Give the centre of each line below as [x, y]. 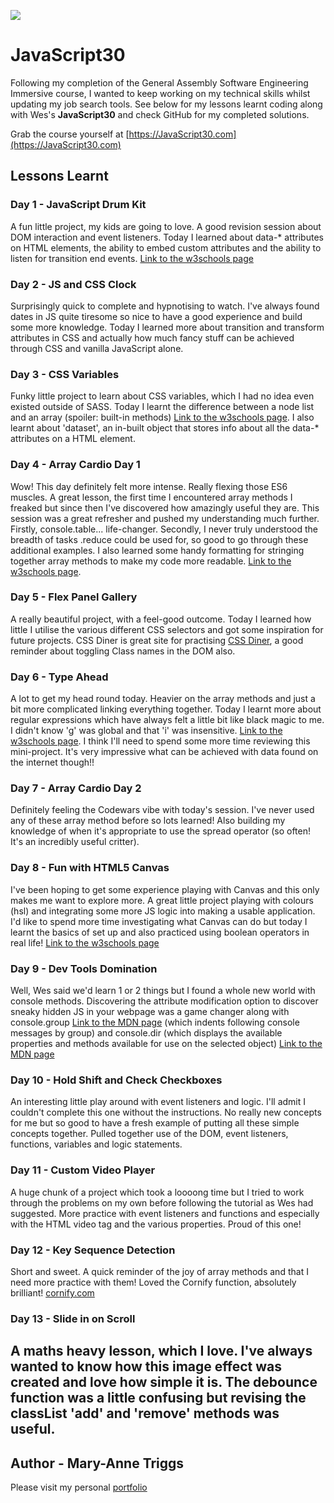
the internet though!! [52, 762]
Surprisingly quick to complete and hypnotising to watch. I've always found [165, 306]
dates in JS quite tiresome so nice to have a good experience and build [156, 316]
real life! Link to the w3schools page [85, 942]
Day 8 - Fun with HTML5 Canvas [90, 868]
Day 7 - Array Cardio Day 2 [76, 788]
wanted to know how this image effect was [146, 1366]
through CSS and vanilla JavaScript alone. [97, 348]
